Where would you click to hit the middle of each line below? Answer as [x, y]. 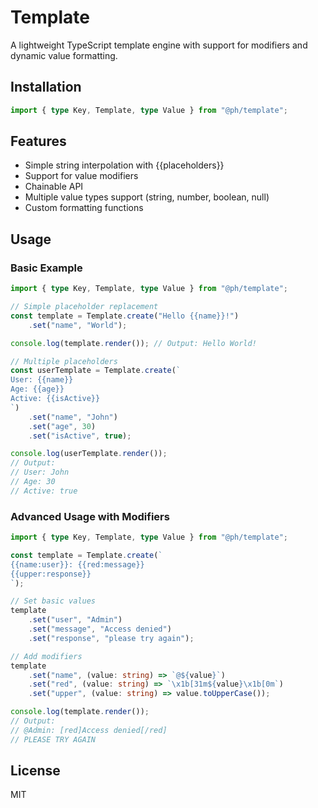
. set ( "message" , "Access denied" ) [100, 629]
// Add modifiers [46, 656]
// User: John [40, 472]
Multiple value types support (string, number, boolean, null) [147, 197]
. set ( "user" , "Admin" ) [75, 620]
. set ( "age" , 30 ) [62, 426]
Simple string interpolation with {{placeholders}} [124, 165]
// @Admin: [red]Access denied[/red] [89, 730]
